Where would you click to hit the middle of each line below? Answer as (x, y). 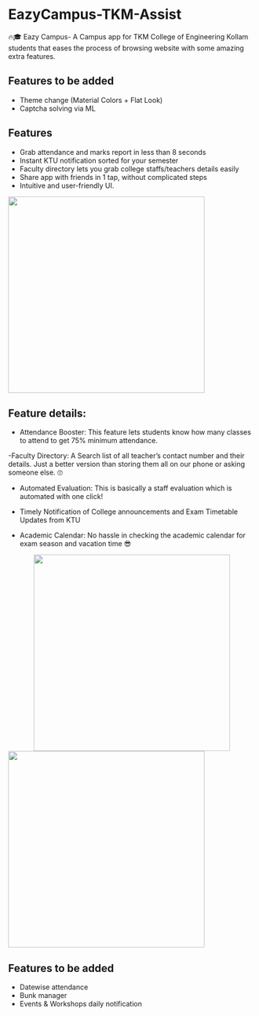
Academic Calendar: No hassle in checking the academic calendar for (132, 535)
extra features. (32, 56)
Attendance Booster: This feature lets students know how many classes (135, 432)
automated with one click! (61, 497)
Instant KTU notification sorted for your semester (99, 160)
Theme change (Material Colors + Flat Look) (91, 100)
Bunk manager (43, 996)
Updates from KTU (50, 520)
